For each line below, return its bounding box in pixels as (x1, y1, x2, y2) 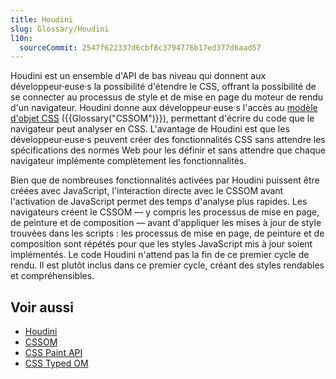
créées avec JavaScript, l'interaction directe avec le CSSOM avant (10, 185, 284, 197)
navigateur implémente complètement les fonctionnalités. (10, 155, 247, 167)
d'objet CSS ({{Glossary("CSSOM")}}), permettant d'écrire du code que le (10, 112, 315, 125)
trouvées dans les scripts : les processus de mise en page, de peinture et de (10, 227, 325, 240)
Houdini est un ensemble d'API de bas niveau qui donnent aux (10, 70, 267, 82)
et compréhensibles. (10, 270, 95, 282)
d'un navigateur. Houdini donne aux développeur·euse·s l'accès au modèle (10, 102, 318, 114)
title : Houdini (10, 14, 74, 25)
